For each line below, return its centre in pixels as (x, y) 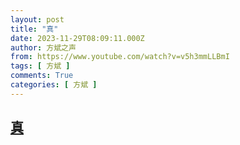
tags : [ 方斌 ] (40, 66)
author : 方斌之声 (43, 47)
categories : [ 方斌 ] (54, 85)
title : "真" (34, 29)
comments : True (42, 76)
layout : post (37, 19)
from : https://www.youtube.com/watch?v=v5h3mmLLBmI (120, 57)
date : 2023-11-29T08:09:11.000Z (77, 38)
